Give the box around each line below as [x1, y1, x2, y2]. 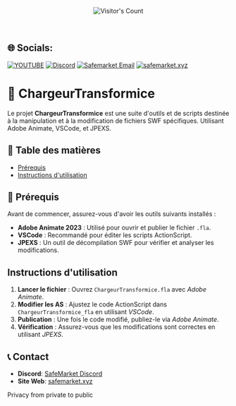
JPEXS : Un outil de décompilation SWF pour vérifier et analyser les [17, 239, 214, 247]
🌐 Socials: [7, 42, 54, 54]
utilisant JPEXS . [17, 330, 63, 339]
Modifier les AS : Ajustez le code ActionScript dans [17, 300, 168, 309]
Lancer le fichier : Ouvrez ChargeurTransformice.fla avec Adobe [17, 285, 206, 294]
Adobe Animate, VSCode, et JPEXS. [7, 124, 111, 132]
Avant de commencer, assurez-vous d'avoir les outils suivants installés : [7, 210, 216, 218]
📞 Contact [7, 350, 49, 363]
